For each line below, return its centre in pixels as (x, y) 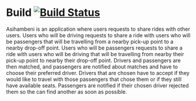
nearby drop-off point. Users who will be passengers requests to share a (94, 48)
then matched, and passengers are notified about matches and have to (92, 66)
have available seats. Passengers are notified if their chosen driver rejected (98, 85)
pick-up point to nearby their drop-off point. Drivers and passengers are (94, 60)
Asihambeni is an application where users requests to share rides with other (98, 29)
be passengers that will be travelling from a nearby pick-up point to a (90, 41)
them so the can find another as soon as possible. (67, 92)
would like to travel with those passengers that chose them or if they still (94, 79)
